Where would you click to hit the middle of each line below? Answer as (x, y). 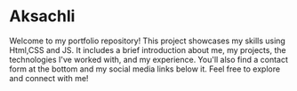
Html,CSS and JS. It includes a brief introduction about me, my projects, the (148, 49)
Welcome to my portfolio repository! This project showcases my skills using (148, 41)
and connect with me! (49, 78)
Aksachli (42, 16)
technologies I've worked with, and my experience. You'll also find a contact (149, 59)
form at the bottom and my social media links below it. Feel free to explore (145, 69)
